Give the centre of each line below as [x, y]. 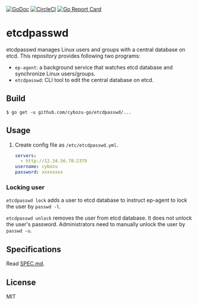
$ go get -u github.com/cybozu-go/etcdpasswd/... [69, 112]
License [21, 282]
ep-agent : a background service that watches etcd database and [94, 67]
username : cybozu [36, 167]
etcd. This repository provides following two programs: [73, 56]
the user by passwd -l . [34, 206]
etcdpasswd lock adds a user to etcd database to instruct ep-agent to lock [97, 200]
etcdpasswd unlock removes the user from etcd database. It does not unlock [99, 218]
